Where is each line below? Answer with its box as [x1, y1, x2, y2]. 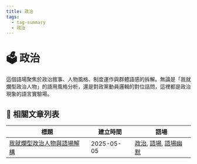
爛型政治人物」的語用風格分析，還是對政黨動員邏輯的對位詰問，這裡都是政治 [6, 83, 191, 90]
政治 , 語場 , [134, 139, 163, 147]
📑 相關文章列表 [6, 109, 60, 119]
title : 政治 [6, 8, 33, 15]
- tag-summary [11, 19, 46, 25]
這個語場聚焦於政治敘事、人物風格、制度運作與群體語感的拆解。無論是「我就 [6, 76, 191, 83]
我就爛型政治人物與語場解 [9, 139, 80, 147]
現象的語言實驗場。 [6, 90, 53, 97]
